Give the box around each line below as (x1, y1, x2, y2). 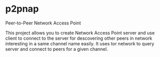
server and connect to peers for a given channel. (5, 46, 108, 52)
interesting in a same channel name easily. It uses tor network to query (5, 40, 154, 46)
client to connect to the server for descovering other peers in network (5, 35, 152, 41)
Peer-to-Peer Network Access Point (5, 20, 81, 26)
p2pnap (5, 3, 39, 15)
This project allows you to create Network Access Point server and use (5, 30, 155, 36)
